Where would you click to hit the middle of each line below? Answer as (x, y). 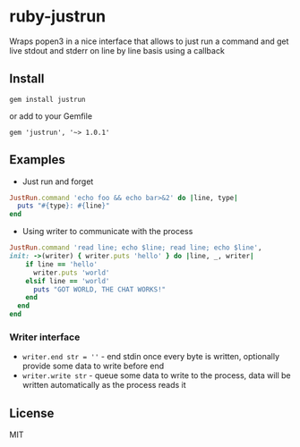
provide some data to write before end (93, 366)
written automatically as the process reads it (104, 385)
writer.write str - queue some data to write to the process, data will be (156, 375)
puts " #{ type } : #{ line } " (64, 206)
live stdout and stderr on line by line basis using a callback (117, 50)
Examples (37, 160)
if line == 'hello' (62, 264)
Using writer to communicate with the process (107, 232)
